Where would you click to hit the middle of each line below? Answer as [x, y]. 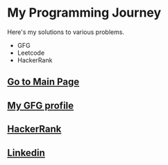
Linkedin [26, 153]
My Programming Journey [84, 13]
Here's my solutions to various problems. [66, 32]
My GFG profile [41, 105]
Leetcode [31, 53]
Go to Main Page [43, 82]
